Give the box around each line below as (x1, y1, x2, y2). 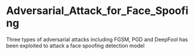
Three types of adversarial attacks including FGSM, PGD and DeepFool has (6, 36, 188, 43)
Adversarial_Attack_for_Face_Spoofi (6, 4, 189, 18)
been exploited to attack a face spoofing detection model (6, 42, 145, 49)
